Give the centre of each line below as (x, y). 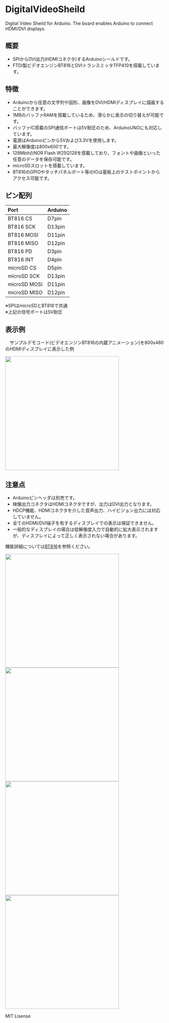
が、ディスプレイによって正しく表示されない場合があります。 (76, 536)
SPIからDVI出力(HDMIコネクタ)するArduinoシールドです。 (72, 59)
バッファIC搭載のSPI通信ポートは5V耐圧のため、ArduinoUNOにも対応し (87, 127)
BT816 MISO (23, 243)
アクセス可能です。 (32, 178)
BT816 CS (20, 218)
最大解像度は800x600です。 (42, 146)
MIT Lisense (18, 1016)
